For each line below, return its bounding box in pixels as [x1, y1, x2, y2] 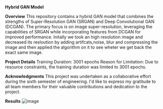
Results [5, 98, 21, 104]
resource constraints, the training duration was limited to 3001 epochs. [5, 64, 147, 70]
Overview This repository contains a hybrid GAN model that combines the [5, 14, 154, 19]
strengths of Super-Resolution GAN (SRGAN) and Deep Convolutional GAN [5, 19, 155, 24]
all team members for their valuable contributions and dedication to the [5, 84, 147, 89]
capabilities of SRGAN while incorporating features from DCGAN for [5, 29, 141, 34]
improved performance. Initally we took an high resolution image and [5, 34, 143, 40]
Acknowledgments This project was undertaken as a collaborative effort [5, 74, 151, 79]
